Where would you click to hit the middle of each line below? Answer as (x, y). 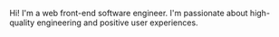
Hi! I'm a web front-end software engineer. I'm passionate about (129, 13)
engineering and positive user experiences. (117, 23)
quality (22, 23)
